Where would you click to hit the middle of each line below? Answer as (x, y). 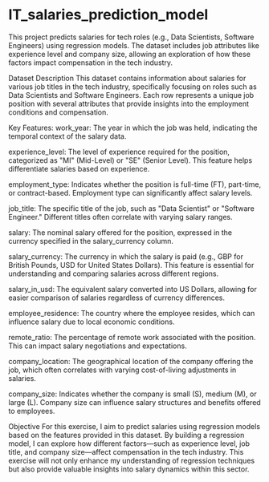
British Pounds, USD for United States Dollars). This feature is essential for (131, 265)
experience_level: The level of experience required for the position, (119, 152)
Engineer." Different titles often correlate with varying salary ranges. (120, 217)
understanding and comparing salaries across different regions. (114, 273)
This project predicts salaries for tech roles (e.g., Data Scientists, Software (131, 37)
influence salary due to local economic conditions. (92, 322)
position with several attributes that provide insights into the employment (129, 103)
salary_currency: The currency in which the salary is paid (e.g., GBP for (126, 256)
